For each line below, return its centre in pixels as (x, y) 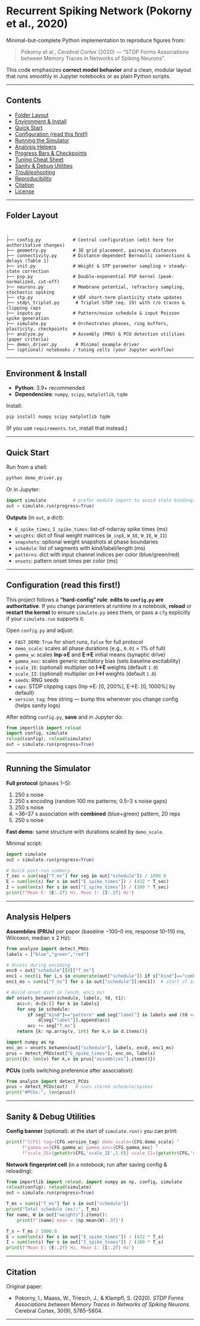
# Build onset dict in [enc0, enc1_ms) (56, 992)
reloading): (19, 1171)
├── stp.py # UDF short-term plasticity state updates (94, 297)
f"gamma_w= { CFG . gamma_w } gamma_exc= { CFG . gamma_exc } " (90, 1147)
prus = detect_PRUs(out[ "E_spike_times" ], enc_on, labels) (81, 1053)
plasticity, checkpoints (37, 329)
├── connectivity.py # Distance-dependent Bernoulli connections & (98, 255)
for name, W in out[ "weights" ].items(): (57, 1215)
